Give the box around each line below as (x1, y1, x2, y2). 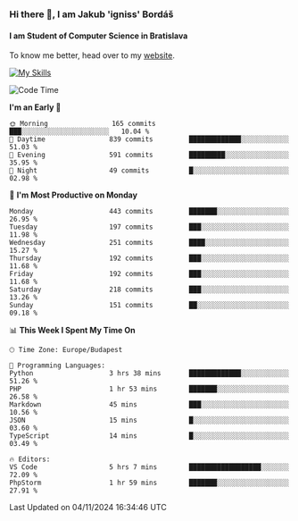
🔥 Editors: (9, 455, 51, 464)
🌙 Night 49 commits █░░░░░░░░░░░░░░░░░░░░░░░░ (9, 166, 290, 175)
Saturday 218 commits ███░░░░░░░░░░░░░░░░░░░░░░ (9, 285, 290, 294)
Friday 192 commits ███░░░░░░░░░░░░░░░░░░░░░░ (9, 270, 290, 279)
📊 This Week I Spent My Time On (9, 325, 136, 336)
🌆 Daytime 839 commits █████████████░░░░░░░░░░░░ (9, 135, 290, 144)
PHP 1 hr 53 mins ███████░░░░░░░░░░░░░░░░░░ (9, 384, 290, 394)
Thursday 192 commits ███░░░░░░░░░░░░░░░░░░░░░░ (9, 254, 290, 263)
